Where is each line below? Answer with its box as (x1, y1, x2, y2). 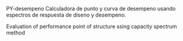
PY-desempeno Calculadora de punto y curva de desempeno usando (6, 5, 176, 12)
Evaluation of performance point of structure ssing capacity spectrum (6, 23, 177, 30)
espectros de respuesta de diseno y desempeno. (6, 11, 127, 18)
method (6, 29, 26, 36)
